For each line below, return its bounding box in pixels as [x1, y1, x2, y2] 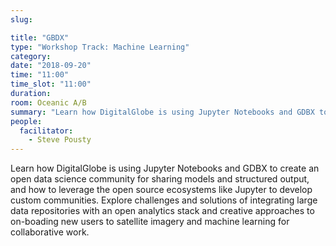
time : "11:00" [10, 70, 70, 80]
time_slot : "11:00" [10, 79, 92, 90]
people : [10, 116, 43, 126]
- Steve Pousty [28, 135, 92, 145]
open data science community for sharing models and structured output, [10, 173, 310, 185]
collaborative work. [10, 226, 90, 238]
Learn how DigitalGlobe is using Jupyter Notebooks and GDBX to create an [10, 162, 320, 175]
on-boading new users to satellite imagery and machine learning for [10, 216, 290, 228]
